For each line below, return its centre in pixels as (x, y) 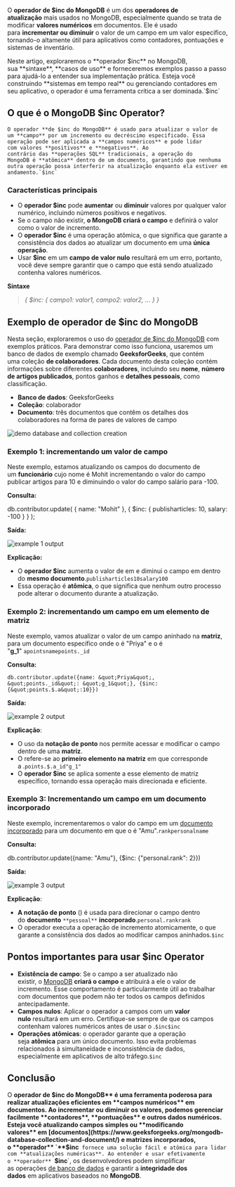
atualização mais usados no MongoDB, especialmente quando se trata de (115, 18)
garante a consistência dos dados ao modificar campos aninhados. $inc (121, 935)
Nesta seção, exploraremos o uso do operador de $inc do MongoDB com (113, 339)
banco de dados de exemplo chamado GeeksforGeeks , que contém (106, 354)
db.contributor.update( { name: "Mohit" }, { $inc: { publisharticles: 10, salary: (117, 509)
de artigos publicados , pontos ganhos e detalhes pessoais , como (103, 376)
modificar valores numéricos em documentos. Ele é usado (92, 25)
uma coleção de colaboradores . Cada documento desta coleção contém (113, 361)
